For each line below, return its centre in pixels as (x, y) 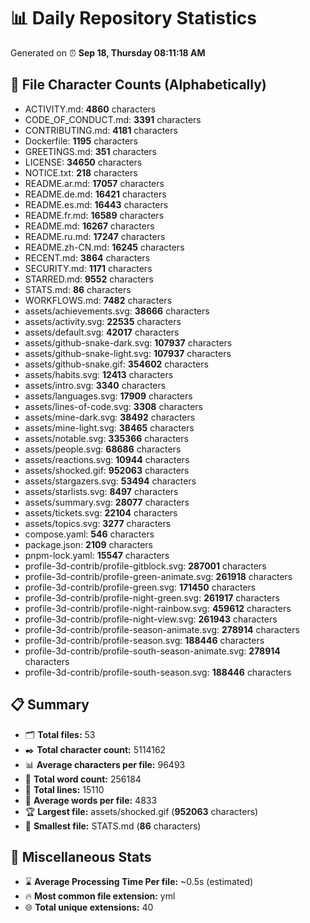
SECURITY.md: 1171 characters (88, 268)
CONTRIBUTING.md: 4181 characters (101, 130)
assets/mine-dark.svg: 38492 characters (110, 417)
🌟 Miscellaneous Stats (81, 856)
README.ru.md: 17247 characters (95, 236)
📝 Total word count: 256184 (83, 779)
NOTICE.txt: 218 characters (81, 172)
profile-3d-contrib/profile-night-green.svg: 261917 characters (152, 597)
